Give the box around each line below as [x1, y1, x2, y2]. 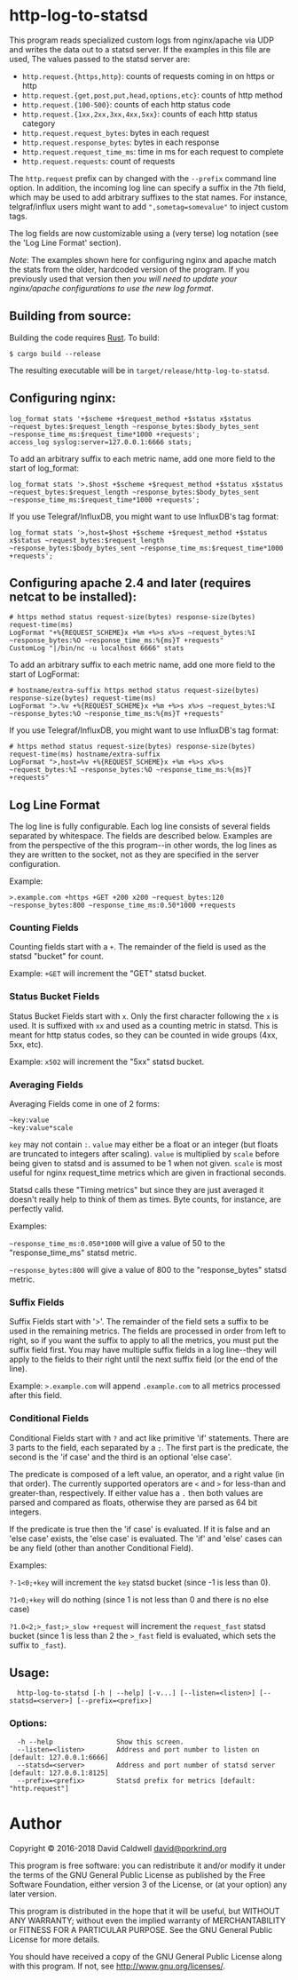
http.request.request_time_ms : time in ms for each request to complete [21, 146, 284, 156]
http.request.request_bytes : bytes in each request [21, 127, 210, 138]
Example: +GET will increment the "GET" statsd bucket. [9, 968, 207, 979]
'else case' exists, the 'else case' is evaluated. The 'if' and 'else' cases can [9, 1533, 283, 1544]
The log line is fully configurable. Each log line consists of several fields [9, 821, 271, 831]
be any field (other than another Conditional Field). [9, 1542, 193, 1553]
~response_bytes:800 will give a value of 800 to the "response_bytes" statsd [9, 1265, 286, 1276]
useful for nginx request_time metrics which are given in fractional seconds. [9, 1167, 286, 1178]
